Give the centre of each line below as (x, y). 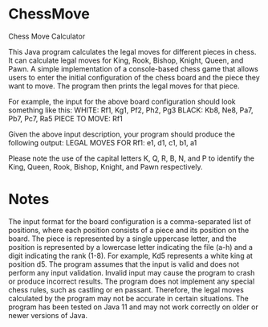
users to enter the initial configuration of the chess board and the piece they (134, 77)
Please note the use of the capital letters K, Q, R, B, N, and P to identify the (132, 158)
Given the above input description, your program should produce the (122, 134)
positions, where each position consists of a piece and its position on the (129, 230)
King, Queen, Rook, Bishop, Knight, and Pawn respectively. (106, 166)
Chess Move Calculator (47, 36)
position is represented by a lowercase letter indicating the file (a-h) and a (130, 247)
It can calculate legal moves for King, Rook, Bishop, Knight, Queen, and (126, 60)
